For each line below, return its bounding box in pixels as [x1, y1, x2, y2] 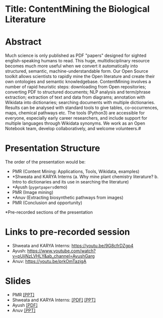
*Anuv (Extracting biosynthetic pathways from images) [12, 195, 124, 201]
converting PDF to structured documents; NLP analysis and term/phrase [5, 89, 151, 95]
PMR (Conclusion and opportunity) [12, 200, 82, 206]
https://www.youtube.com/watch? [27, 248, 96, 254]
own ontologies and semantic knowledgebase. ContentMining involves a [5, 79, 151, 84]
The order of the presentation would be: [5, 159, 86, 165]
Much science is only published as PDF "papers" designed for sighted [5, 53, 147, 58]
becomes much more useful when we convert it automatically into [5, 63, 138, 69]
